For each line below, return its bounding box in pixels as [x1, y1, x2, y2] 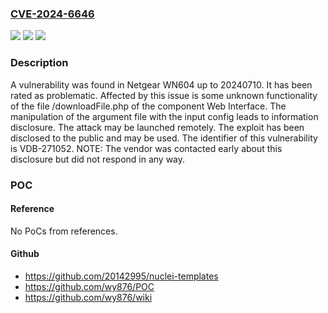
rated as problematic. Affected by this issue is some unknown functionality [10, 89, 318, 101]
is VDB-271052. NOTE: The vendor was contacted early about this [10, 142, 283, 154]
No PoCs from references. [10, 225, 118, 237]
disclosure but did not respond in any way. [10, 153, 186, 165]
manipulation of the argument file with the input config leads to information [10, 110, 319, 122]
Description [10, 56, 69, 70]
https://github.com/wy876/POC [24, 280, 155, 292]
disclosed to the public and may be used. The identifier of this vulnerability [10, 132, 318, 144]
